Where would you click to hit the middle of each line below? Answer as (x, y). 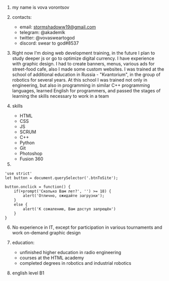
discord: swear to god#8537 (49, 43)
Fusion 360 (31, 159)
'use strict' (18, 173)
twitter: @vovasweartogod (47, 38)
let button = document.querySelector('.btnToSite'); (61, 178)
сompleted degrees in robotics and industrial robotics (75, 263)
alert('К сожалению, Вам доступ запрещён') (69, 209)
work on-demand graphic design (46, 233)
